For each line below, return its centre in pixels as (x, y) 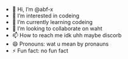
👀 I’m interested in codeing (46, 16)
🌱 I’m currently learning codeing (52, 22)
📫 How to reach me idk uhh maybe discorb (67, 35)
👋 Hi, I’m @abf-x (33, 9)
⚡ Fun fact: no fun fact (40, 51)
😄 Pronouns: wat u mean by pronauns (60, 44)
